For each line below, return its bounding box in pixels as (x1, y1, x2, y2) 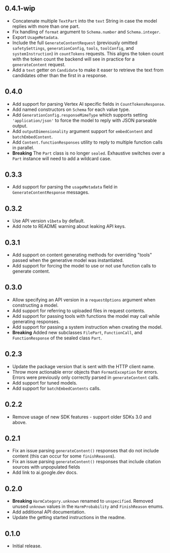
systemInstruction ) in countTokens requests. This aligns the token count (12, 50, 164, 56)
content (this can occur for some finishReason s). (12, 453, 116, 459)
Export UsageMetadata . (12, 34, 59, 40)
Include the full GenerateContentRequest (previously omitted (12, 40, 138, 46)
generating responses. (12, 318, 60, 325)
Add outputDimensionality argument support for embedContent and (12, 128, 153, 134)
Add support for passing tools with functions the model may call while (12, 313, 160, 319)
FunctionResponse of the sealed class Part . (12, 335, 102, 341)
